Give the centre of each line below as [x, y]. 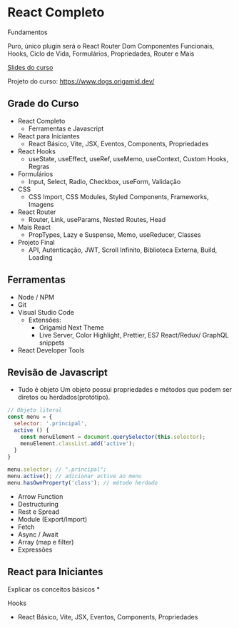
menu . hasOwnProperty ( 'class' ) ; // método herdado [83, 483]
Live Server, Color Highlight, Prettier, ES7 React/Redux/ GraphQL [134, 335]
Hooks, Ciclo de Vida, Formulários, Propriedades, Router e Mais [101, 54]
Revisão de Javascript [58, 372]
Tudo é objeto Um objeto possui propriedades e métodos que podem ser [125, 390]
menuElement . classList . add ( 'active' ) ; [78, 443]
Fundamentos [27, 32]
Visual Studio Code [46, 312]
